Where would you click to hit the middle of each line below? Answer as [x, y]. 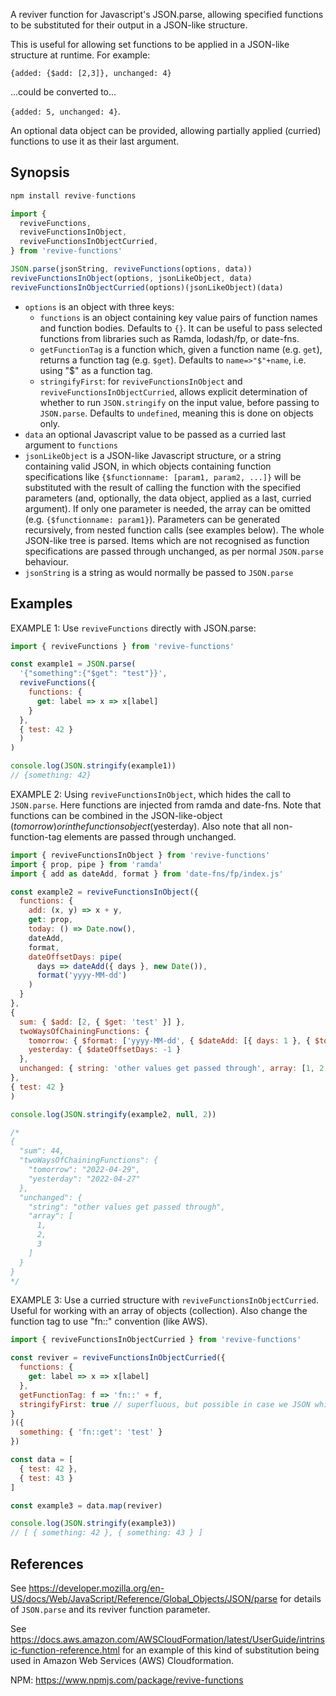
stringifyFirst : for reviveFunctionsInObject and [141, 381]
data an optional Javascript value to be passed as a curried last [155, 434]
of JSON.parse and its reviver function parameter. [110, 1609]
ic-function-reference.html [65, 1650]
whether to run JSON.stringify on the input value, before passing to [179, 402]
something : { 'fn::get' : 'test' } [91, 1432]
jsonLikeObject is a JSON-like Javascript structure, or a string [153, 455]
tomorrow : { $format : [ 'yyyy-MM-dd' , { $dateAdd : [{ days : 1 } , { [169, 1040]
